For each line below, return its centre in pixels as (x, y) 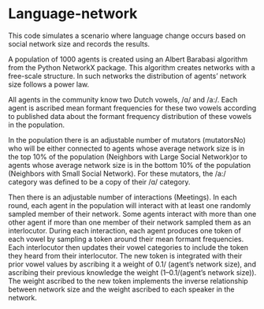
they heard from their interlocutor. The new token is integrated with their (125, 255)
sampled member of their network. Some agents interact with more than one (132, 214)
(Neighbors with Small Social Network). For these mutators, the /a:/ (117, 173)
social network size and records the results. (79, 43)
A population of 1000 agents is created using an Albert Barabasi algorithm (128, 59)
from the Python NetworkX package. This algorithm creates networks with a (132, 67)
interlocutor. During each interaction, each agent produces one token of (125, 230)
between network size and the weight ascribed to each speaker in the (121, 289)
